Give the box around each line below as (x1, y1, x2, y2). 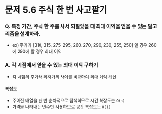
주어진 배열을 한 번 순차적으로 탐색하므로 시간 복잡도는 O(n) (12, 97, 125, 103)
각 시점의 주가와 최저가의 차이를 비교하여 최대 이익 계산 (12, 74, 117, 79)
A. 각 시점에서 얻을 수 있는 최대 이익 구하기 (5, 62, 99, 69)
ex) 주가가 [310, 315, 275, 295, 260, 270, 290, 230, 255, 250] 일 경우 (12, 42, 148, 48)
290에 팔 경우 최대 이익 (17, 48, 62, 54)
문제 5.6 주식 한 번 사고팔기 (5, 4, 107, 16)
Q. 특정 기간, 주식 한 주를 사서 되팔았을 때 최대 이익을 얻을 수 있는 (5, 23, 147, 30)
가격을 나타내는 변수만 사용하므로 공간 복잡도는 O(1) (12, 103, 111, 110)
